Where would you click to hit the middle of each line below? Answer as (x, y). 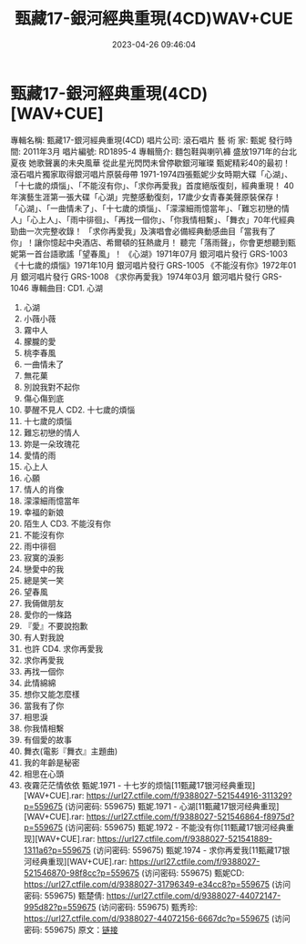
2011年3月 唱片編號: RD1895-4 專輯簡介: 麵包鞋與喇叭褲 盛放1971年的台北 (159, 151)
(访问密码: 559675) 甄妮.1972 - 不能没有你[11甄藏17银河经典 (175, 827)
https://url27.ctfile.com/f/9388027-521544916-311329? (189, 795)
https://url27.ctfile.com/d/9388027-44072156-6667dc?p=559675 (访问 (157, 918)
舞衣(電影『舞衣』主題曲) (71, 751)
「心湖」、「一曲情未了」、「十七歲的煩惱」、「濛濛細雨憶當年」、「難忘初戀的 (146, 208)
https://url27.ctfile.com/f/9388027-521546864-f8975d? (190, 817)
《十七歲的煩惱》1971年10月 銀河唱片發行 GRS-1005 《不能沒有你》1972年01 (153, 265)
